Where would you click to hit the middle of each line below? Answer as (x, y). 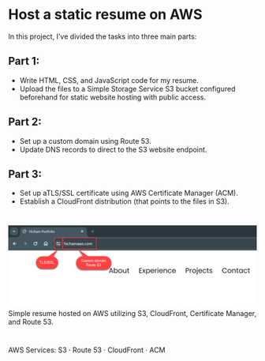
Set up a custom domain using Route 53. (85, 141)
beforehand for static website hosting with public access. (113, 97)
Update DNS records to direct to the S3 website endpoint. (113, 149)
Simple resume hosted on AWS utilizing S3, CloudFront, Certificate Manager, (132, 314)
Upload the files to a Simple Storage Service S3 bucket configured (127, 88)
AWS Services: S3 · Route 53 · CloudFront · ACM (87, 350)
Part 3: (25, 174)
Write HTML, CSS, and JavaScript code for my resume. (109, 80)
